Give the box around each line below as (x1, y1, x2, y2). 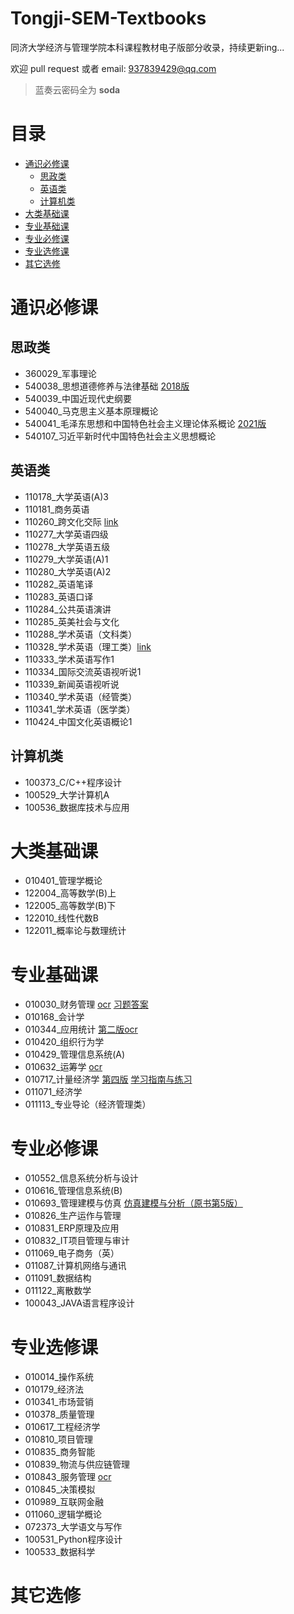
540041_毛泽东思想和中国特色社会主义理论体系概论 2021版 (24, 417, 267, 429)
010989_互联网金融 (24, 1496, 104, 1508)
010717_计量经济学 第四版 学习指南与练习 (24, 1073, 193, 1086)
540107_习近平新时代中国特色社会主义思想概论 (24, 430, 217, 442)
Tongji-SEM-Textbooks (10, 7, 207, 30)
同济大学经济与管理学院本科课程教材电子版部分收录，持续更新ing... (10, 41, 285, 53)
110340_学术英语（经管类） (24, 690, 138, 702)
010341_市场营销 (24, 1396, 94, 1408)
